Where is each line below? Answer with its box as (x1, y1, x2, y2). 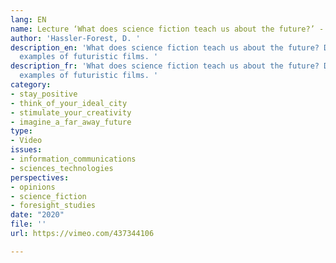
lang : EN (10, 14, 47, 25)
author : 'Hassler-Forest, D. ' (10, 33, 141, 43)
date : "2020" (10, 210, 65, 220)
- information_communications (10, 154, 137, 164)
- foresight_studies (10, 201, 97, 211)
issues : (10, 145, 43, 155)
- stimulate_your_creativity (10, 107, 132, 118)
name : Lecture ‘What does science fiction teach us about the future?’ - (10, 24, 325, 34)
